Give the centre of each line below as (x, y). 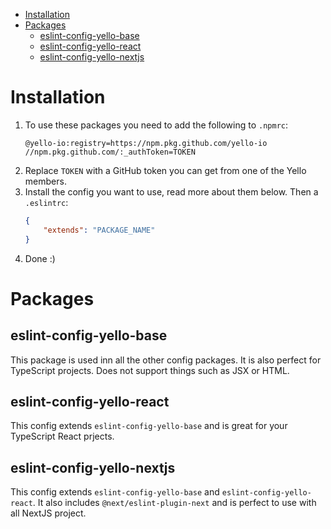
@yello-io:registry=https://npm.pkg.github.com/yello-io (146, 143)
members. (45, 181)
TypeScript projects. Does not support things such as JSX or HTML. (150, 370)
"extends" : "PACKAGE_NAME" (99, 230)
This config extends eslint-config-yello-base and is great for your (149, 426)
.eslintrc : (46, 202)
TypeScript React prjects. (62, 436)
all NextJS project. (48, 513)
